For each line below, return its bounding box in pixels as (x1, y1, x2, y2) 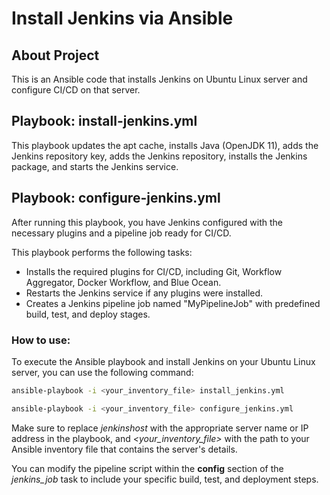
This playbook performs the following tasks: (11, 246, 193, 258)
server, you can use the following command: (11, 366, 194, 378)
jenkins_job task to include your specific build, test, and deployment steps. (11, 473, 319, 485)
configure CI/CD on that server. (11, 84, 141, 96)
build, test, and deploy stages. (25, 308, 151, 320)
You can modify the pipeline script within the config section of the (11, 462, 284, 474)
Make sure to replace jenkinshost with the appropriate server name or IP (11, 422, 309, 434)
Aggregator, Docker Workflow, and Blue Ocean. (25, 276, 222, 288)
